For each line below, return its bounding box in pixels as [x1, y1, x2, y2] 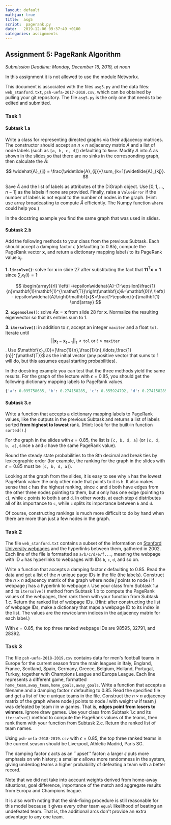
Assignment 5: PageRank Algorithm [5, 50, 121, 59]
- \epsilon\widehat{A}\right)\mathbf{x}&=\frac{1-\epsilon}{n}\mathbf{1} [11, 294, 160, 300]
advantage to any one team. [5, 813, 64, 820]
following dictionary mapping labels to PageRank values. [5, 379, 124, 385]
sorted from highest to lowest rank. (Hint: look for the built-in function [5, 422, 153, 428]
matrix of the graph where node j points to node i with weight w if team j [5, 698, 156, 704]
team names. [5, 725, 33, 731]
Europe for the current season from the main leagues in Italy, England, [5, 660, 152, 666]
